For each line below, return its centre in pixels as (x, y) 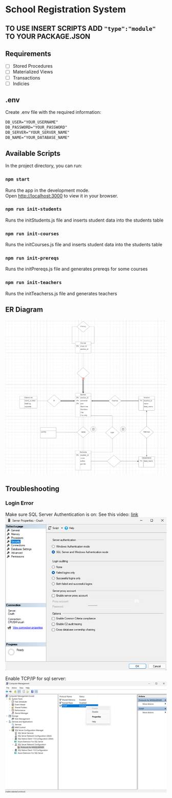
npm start (17, 179)
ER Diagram (24, 310)
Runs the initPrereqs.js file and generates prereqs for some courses (77, 269)
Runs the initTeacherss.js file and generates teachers (61, 293)
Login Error (19, 503)
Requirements (28, 54)
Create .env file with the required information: (53, 112)
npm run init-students (34, 209)
